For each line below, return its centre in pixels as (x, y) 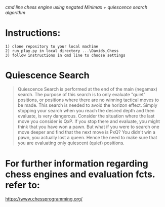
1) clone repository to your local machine (52, 46)
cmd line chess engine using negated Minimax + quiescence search (76, 7)
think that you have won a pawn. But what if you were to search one (88, 127)
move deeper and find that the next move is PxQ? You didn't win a (87, 132)
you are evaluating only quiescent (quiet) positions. (71, 143)
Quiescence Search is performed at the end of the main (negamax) (88, 89)
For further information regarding (77, 163)
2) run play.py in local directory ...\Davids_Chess (62, 51)
